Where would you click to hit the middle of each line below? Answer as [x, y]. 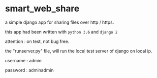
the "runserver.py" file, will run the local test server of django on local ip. [79, 51]
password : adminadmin [30, 70]
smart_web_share [42, 9]
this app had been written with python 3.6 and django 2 [62, 32]
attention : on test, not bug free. [37, 41]
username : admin [23, 60]
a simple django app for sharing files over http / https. [60, 22]
